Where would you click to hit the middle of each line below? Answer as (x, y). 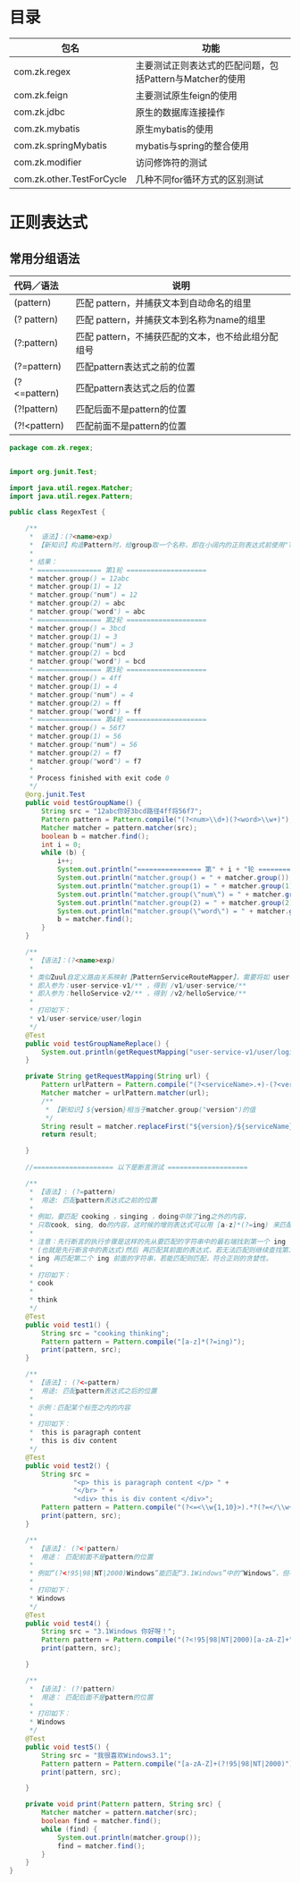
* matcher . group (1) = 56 (75, 737)
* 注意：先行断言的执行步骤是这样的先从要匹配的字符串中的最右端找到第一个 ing (157, 1242)
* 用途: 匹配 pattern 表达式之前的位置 (93, 1200)
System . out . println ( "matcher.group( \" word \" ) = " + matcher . (173, 911)
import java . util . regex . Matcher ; (71, 488)
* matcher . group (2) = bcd (77, 653)
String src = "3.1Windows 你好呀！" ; (109, 1632)
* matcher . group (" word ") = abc (87, 612)
